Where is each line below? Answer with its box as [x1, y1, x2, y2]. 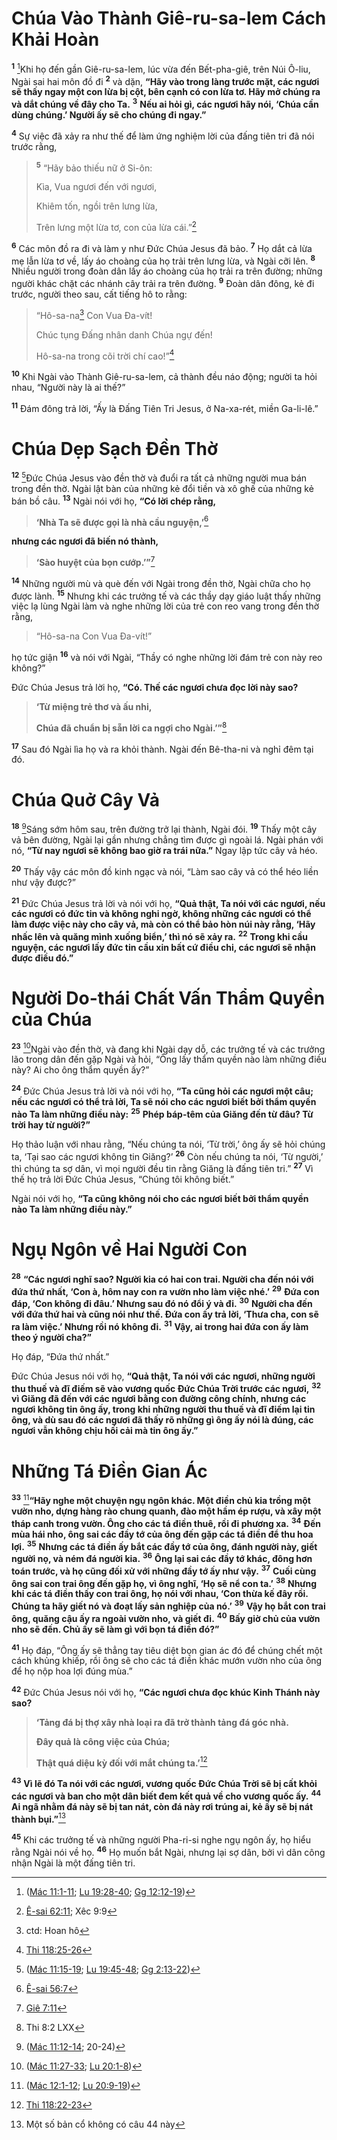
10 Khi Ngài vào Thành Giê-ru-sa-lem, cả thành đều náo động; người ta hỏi [11, 369, 318, 382]
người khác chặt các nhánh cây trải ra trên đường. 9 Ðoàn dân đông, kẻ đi [11, 276, 315, 289]
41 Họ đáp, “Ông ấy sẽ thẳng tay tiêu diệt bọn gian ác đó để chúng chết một [11, 1642, 323, 1656]
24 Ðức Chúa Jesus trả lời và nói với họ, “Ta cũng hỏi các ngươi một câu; [11, 1083, 314, 1097]
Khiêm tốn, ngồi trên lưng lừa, [35, 200, 158, 212]
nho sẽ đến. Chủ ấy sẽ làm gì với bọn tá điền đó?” [11, 1623, 220, 1635]
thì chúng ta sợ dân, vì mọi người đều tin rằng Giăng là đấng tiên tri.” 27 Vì [11, 1161, 314, 1175]
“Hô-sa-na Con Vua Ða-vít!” [35, 630, 153, 642]
